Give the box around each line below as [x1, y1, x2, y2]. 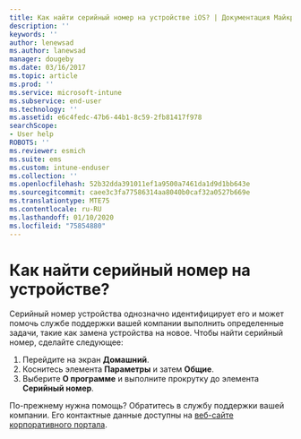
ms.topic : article [9, 72, 78, 81]
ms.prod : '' [9, 80, 54, 89]
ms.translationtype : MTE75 [9, 196, 110, 206]
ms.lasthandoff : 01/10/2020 [9, 212, 115, 222]
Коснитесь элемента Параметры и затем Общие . [21, 364, 215, 374]
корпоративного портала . [9, 419, 107, 430]
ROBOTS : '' [9, 138, 50, 147]
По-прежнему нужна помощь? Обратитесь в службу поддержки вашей [9, 400, 285, 411]
